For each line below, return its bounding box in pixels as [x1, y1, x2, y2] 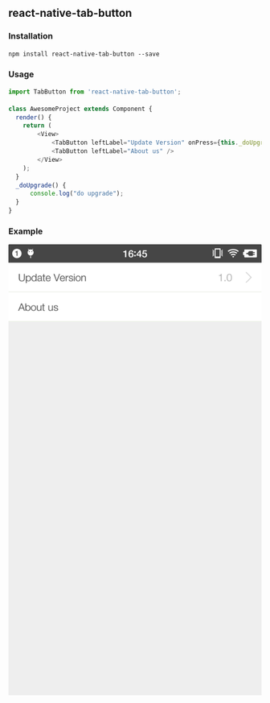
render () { [15, 113, 52, 122]
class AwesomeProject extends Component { [8, 105, 153, 113]
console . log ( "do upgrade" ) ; [29, 189, 125, 198]
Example [8, 225, 43, 237]
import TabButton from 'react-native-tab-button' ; [8, 88, 182, 96]
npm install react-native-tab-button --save [8, 50, 160, 58]
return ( [22, 122, 52, 130]
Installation [8, 31, 54, 42]
